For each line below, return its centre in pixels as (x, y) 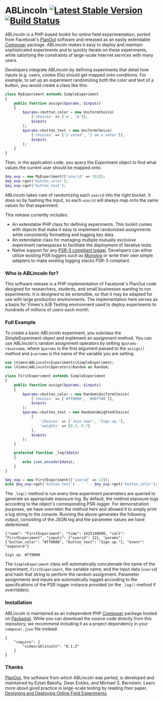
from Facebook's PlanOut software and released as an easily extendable (78, 40)
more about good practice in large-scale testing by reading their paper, (76, 688)
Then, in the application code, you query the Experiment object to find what (81, 162)
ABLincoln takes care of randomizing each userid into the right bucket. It (78, 195)
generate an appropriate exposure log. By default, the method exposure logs (82, 499)
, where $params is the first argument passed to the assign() (85, 348)
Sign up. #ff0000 (23, 555)
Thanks (14, 667)
